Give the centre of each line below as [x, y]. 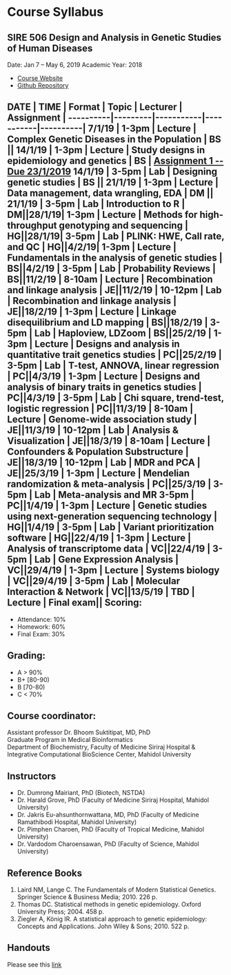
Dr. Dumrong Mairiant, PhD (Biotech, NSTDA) [81, 793]
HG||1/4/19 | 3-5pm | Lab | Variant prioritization [111, 527]
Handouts [29, 948]
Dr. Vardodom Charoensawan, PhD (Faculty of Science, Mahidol [108, 844]
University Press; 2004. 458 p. [61, 912]
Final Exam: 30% [41, 634]
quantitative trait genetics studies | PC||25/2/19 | [114, 355]
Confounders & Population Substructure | [98, 452]
